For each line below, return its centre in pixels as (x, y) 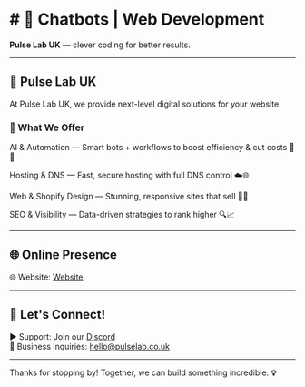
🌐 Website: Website (46, 277)
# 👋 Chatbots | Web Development (137, 20)
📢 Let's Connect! (58, 315)
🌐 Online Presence (64, 255)
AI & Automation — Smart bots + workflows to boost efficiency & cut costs (148, 148)
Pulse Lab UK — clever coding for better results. (100, 45)
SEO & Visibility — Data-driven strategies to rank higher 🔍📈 (122, 215)
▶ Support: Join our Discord (63, 336)
